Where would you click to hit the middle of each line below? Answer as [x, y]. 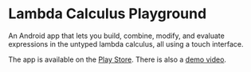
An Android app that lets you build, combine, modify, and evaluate [116, 36]
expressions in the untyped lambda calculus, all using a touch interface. [126, 44]
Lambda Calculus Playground [108, 14]
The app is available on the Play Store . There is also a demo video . [118, 59]
